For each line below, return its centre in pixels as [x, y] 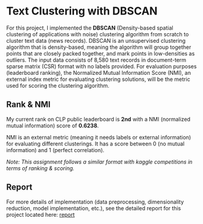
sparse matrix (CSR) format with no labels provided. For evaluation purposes [101, 66]
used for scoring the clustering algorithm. [58, 85]
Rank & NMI [28, 105]
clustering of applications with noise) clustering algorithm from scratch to [98, 34]
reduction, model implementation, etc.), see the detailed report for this [94, 208]
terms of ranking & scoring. [40, 168]
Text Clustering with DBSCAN [82, 11]
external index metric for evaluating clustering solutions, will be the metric [98, 79]
